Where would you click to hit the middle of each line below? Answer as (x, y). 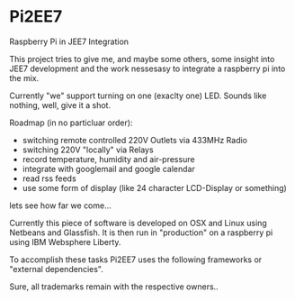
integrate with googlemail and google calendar (108, 169)
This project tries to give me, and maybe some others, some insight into (142, 59)
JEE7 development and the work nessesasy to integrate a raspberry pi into (147, 68)
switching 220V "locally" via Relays (88, 150)
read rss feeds (49, 178)
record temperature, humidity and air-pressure (108, 159)
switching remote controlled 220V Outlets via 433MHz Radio (135, 140)
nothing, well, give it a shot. (60, 105)
